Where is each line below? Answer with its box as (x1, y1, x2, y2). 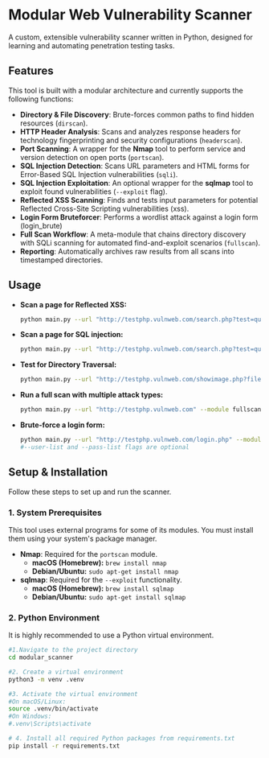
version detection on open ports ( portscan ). (19, 152, 165, 162)
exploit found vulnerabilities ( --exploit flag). (19, 187, 168, 196)
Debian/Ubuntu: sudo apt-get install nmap (31, 566, 179, 576)
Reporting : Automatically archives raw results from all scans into (19, 246, 234, 256)
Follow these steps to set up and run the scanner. (8, 487, 172, 496)
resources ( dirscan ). (19, 118, 88, 128)
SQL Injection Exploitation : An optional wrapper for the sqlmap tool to (19, 178, 254, 187)
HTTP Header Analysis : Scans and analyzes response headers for (19, 126, 241, 136)
